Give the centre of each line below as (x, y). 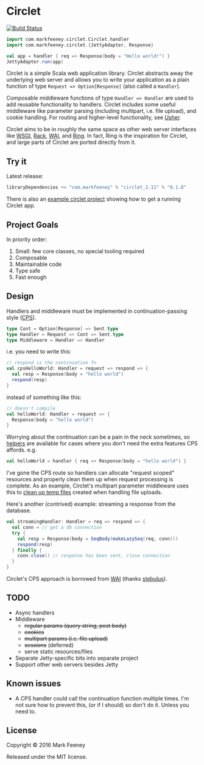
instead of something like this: (44, 397)
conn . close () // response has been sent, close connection (94, 556)
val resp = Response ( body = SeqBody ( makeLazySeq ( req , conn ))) (98, 539)
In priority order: (27, 239)
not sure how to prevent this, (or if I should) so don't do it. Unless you (102, 705)
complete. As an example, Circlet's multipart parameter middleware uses (97, 486)
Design (20, 296)
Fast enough (31, 277)
